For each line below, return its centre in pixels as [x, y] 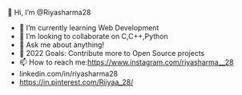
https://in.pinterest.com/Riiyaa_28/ [76, 82]
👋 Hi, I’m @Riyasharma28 [49, 12]
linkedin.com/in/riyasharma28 [68, 73]
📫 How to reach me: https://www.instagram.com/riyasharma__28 [126, 62]
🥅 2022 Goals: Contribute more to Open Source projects [112, 53]
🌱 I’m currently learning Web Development [89, 28]
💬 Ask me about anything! [62, 45]
